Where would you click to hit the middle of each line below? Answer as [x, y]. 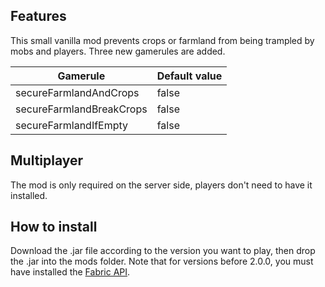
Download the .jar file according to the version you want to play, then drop [163, 251]
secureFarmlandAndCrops [77, 92]
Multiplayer [47, 160]
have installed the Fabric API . [70, 272]
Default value [189, 76]
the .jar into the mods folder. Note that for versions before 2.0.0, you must [162, 261]
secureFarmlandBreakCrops [81, 109]
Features [38, 16]
